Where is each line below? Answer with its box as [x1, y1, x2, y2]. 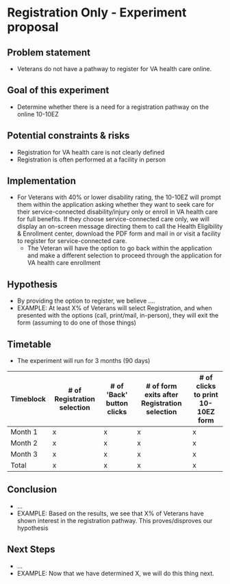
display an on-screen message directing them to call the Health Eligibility [16, 223, 223, 231]
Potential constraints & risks [7, 130, 130, 142]
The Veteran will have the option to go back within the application [27, 244, 212, 253]
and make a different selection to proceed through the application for [27, 251, 222, 259]
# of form [146, 381, 177, 391]
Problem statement [7, 47, 91, 58]
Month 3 [10, 450, 38, 459]
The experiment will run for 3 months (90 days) [16, 357, 151, 365]
